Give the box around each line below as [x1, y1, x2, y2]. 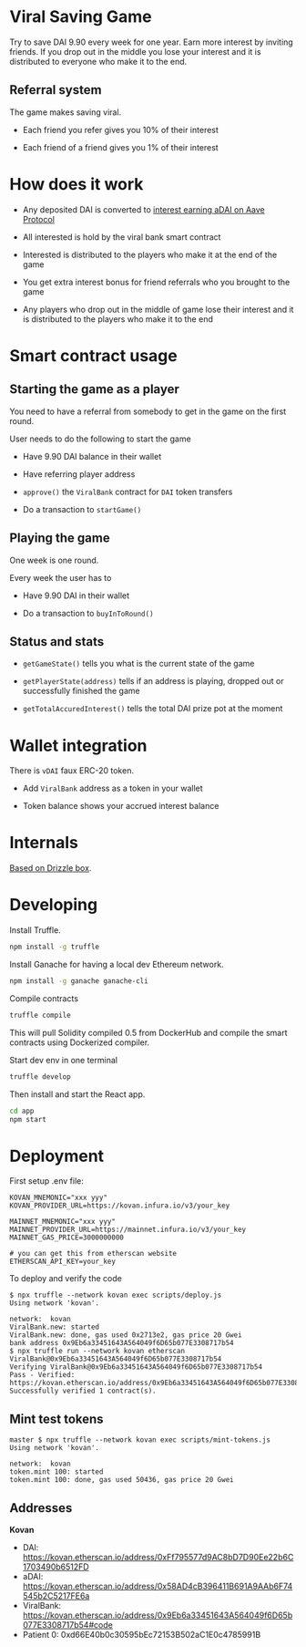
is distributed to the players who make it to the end [22, 313, 214, 325]
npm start [9, 1114, 47, 1124]
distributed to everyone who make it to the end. [9, 56, 188, 67]
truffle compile [9, 1010, 71, 1020]
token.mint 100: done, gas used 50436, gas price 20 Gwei [9, 1476, 234, 1485]
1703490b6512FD [22, 1561, 89, 1572]
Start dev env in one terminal [9, 1054, 118, 1065]
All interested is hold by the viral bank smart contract [22, 231, 221, 243]
